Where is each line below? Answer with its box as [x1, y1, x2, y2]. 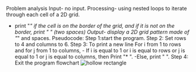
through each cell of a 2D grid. [6, 11, 80, 18]
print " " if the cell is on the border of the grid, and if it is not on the [14, 23, 175, 29]
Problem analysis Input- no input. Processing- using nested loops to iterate [6, 5, 187, 12]
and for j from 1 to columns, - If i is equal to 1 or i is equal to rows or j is [14, 47, 185, 54]
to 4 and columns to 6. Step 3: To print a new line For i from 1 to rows [14, 41, 181, 48]
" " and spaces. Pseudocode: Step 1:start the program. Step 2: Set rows [14, 35, 187, 41]
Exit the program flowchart [14, 59, 79, 66]
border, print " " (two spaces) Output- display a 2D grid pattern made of [14, 28, 190, 35]
